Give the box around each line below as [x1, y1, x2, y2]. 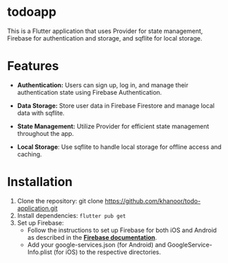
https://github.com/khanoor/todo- [104, 196, 201, 205]
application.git [17, 204, 58, 212]
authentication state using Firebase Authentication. [17, 88, 162, 96]
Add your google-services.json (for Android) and [27, 240, 167, 249]
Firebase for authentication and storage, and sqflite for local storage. [7, 34, 203, 42]
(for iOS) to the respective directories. [54, 248, 161, 256]
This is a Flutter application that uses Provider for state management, [7, 27, 203, 35]
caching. [17, 150, 43, 158]
